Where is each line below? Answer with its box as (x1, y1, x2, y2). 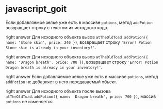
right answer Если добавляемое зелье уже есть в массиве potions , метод (5, 73, 158, 79)
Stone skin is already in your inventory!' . (5, 44, 96, 50)
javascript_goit (5, 3, 67, 15)
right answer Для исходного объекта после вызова (5, 88, 111, 94)
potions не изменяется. (5, 98, 54, 104)
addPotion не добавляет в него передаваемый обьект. (5, 79, 117, 85)
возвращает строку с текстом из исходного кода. (5, 24, 109, 30)
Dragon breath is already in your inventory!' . (5, 64, 103, 70)
